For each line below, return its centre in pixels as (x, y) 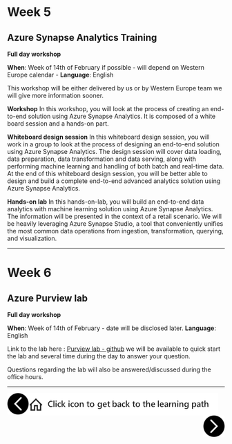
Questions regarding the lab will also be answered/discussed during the (109, 369)
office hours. (25, 377)
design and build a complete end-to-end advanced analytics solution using (114, 181)
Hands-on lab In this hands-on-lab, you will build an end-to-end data (106, 202)
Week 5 (29, 12)
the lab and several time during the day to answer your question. (99, 356)
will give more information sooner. (56, 95)
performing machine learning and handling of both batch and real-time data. (116, 166)
